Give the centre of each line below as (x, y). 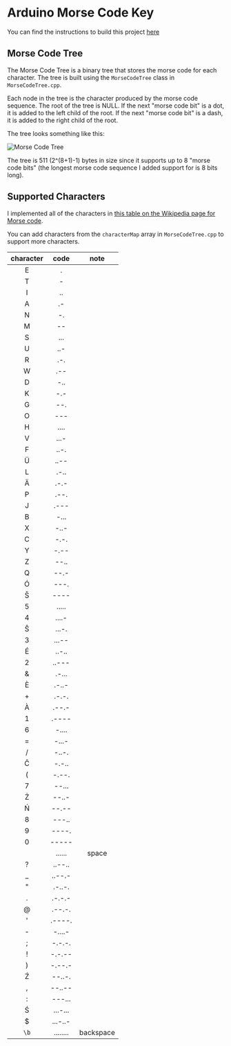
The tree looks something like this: (56, 133)
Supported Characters (56, 197)
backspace (97, 1032)
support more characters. (43, 241)
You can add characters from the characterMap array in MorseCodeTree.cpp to (115, 234)
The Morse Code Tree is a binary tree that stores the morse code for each (112, 70)
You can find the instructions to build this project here (83, 32)
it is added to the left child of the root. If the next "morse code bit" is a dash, (115, 112)
